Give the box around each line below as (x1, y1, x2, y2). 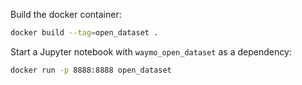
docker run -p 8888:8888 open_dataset (10, 65, 172, 75)
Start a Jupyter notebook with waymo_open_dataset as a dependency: (10, 45, 292, 58)
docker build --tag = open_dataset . (10, 28, 159, 38)
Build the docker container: (10, 9, 122, 20)
